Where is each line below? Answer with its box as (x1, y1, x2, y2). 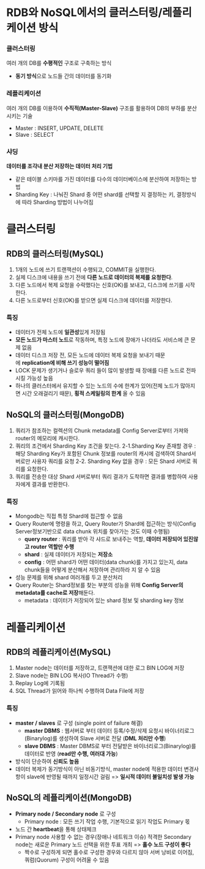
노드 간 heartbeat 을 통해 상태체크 (15, 825, 97, 833)
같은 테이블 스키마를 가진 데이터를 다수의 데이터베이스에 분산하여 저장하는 (15, 175, 191, 183)
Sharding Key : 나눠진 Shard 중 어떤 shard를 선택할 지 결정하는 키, (15, 191, 176, 198)
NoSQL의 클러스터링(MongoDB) (6, 409, 125, 420)
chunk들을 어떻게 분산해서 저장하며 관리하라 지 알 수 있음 (24, 566, 161, 573)
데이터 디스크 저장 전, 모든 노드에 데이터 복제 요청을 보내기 (15, 351, 154, 359)
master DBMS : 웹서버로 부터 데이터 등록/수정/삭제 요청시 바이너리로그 (24, 727, 195, 734)
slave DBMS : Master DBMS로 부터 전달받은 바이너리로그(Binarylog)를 (24, 742, 196, 749)
